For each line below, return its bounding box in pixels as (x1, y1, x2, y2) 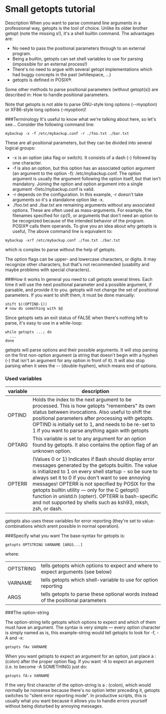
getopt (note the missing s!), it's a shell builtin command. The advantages (5, 30, 155, 36)
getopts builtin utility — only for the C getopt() (32, 487, 139, 494)
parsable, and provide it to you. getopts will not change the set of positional (5, 286, 159, 293)
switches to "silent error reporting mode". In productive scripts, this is (5, 693, 147, 699)
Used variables (5, 375, 42, 382)
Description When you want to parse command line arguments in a (5, 20, 141, 26)
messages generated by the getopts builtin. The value (32, 462, 158, 469)
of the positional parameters (41, 597, 107, 604)
